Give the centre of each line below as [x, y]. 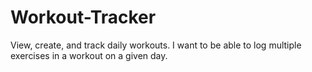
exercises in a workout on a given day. [89, 55]
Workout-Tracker [83, 17]
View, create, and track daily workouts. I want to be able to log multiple [156, 45]
